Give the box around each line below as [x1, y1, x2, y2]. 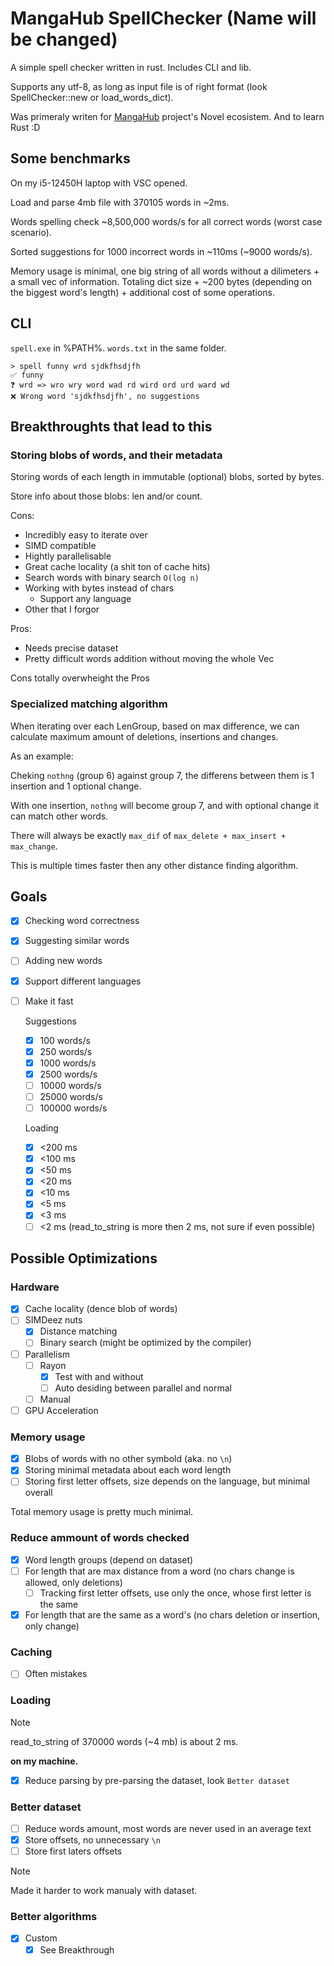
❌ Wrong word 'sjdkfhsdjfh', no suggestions [10, 391, 200, 401]
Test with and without [54, 1370, 144, 1382]
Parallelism [24, 1348, 71, 1360]
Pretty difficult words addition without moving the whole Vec [24, 653, 275, 665]
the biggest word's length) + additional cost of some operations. [10, 286, 275, 298]
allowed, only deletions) [24, 1576, 123, 1588]
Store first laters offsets [24, 1845, 123, 1857]
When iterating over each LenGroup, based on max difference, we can [10, 720, 300, 732]
